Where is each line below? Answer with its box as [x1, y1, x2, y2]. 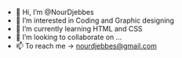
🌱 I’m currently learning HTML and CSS [15, 24, 143, 33]
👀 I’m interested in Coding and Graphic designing [15, 16, 175, 25]
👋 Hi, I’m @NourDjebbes [15, 8, 94, 16]
